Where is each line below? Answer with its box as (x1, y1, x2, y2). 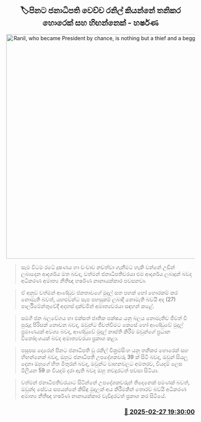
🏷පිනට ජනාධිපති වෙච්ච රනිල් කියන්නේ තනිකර (20, 5, 181, 16)
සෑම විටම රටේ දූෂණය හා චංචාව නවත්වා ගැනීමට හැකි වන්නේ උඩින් (20, 263, 175, 271)
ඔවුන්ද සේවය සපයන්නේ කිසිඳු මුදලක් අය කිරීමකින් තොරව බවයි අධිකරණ (20, 385, 187, 393)
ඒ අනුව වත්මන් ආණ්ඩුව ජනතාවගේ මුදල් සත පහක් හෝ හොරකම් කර (20, 289, 178, 296)
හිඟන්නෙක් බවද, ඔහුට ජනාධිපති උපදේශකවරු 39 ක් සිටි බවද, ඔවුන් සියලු (20, 353, 188, 360)
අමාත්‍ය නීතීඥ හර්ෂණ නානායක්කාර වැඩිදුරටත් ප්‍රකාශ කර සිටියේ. (20, 392, 166, 399)
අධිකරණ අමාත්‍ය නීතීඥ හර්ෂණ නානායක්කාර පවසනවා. (20, 277, 147, 284)
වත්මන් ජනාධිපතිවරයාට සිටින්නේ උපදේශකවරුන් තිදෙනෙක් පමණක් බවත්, (20, 378, 190, 385)
